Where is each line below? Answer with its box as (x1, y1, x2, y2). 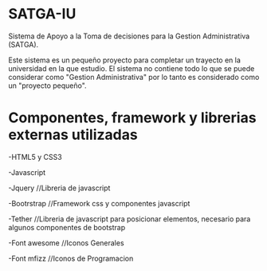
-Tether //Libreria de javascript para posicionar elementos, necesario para (8, 213, 251, 224)
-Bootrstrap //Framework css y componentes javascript (8, 198, 190, 208)
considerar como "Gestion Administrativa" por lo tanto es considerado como (8, 72, 260, 82)
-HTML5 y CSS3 (8, 152, 62, 161)
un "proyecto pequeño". (8, 81, 87, 90)
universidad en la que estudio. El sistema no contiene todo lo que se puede (8, 63, 255, 73)
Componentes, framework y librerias (8, 109, 257, 127)
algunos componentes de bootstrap (8, 222, 126, 232)
